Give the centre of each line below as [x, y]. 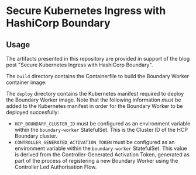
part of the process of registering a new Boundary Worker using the [96, 161]
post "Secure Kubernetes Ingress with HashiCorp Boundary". [80, 65]
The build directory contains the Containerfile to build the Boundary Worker [97, 76]
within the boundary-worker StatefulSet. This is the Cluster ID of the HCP [101, 130]
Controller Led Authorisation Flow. [56, 167]
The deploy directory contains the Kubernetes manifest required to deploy [95, 94]
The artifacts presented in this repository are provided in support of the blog [98, 59]
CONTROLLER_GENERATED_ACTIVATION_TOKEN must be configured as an [94, 142]
